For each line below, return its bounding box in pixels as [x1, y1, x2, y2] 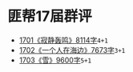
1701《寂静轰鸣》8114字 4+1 [18, 35, 109, 45]
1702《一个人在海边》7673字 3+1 [18, 45, 126, 54]
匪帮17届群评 [7, 7, 93, 26]
